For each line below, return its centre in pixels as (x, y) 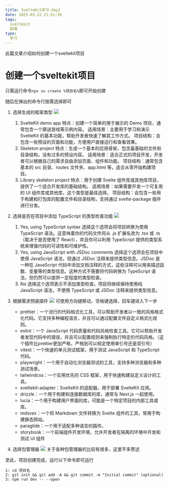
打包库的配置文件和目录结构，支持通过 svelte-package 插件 (99, 199)
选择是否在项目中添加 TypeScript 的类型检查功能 (63, 216)
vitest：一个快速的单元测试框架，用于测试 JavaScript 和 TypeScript (90, 350)
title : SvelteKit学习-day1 (33, 10)
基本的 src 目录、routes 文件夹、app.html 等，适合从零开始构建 (86, 167)
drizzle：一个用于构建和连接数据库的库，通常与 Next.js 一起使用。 (89, 394)
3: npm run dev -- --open (32, 479)
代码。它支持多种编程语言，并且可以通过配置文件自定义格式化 (89, 318)
